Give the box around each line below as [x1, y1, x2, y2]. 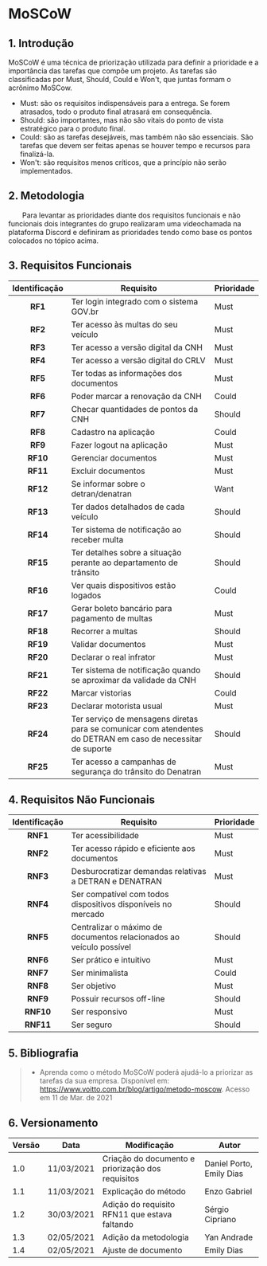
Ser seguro [71, 1019, 113, 1030]
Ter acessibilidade [71, 830, 139, 841]
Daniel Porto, [204, 1158, 253, 1170]
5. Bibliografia [8, 1046, 79, 1060]
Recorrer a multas [71, 625, 138, 637]
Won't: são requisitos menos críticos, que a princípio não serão [19, 158, 226, 167]
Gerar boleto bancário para [71, 602, 172, 613]
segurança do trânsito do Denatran [71, 766, 202, 777]
